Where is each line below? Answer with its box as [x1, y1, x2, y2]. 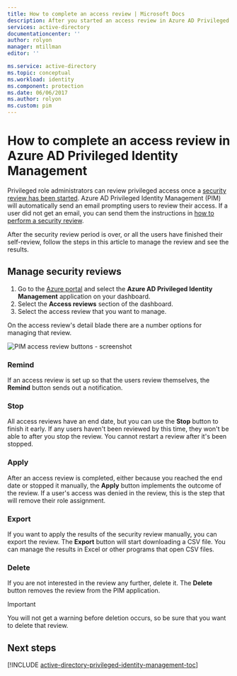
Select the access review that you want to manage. [17, 307, 167, 315]
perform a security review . [7, 216, 84, 225]
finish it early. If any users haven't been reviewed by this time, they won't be [7, 424, 229, 433]
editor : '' [7, 50, 40, 57]
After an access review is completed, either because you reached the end [7, 473, 223, 482]
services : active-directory [7, 23, 91, 30]
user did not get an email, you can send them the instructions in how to [7, 208, 214, 217]
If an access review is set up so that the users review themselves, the [7, 376, 210, 385]
